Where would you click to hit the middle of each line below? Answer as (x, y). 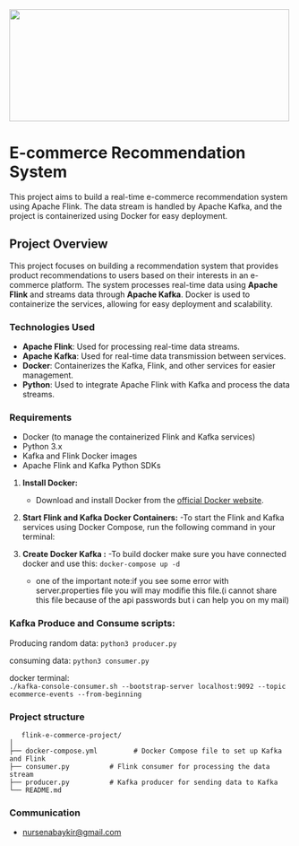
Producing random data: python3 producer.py (93, 643)
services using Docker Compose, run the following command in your (149, 528)
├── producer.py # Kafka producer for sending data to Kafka (144, 782)
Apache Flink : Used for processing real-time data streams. (131, 347)
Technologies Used (52, 327)
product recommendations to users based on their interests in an (129, 275)
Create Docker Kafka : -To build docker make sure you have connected (154, 554)
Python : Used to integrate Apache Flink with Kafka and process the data (156, 385)
